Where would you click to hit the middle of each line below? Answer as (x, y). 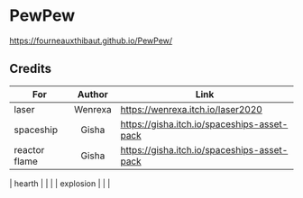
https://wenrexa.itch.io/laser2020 (192, 109)
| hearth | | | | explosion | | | (60, 183)
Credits (31, 69)
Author (92, 94)
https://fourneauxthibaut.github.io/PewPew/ (91, 40)
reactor (29, 149)
